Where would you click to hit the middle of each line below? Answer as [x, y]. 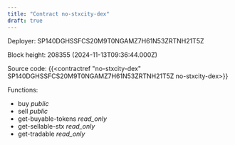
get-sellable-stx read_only [56, 126]
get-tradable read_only [51, 134]
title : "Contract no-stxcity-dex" [59, 14]
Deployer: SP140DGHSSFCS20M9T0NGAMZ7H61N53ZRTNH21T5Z [106, 41]
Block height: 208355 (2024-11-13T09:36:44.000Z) [83, 55]
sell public [33, 111]
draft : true [25, 21]
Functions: [23, 90]
